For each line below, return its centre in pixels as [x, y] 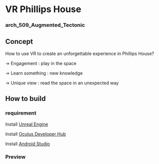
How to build [26, 99]
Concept [19, 41]
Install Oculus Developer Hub [36, 134]
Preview [15, 156]
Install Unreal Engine [27, 124]
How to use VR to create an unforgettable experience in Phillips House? [80, 53]
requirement [21, 113]
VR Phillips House [43, 9]
